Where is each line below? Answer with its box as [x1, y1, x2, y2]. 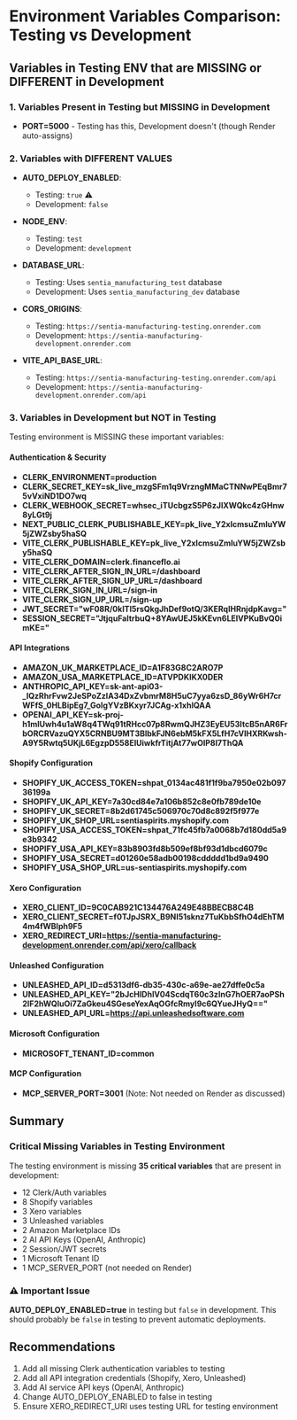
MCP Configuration [9, 1068, 82, 1079]
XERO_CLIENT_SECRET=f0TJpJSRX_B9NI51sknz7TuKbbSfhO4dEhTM [21, 912, 285, 922]
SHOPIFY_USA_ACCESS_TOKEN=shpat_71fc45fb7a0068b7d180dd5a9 [21, 825, 287, 835]
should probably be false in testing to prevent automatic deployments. [9, 1314, 267, 1324]
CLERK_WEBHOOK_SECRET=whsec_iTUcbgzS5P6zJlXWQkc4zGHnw [21, 500, 285, 510]
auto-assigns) [21, 130, 73, 141]
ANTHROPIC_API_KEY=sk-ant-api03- [21, 680, 164, 692]
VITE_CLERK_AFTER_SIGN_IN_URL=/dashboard [21, 565, 201, 577]
